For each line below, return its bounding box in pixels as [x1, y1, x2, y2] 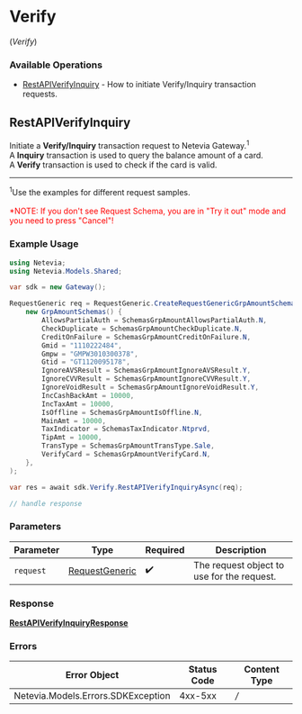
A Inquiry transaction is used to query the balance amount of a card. [9, 149, 263, 160]
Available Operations [9, 59, 103, 71]
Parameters [9, 520, 61, 533]
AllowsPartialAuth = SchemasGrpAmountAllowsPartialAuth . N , [41, 316, 268, 325]
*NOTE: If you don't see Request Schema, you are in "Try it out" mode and [9, 205, 286, 217]
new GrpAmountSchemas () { [25, 308, 123, 317]
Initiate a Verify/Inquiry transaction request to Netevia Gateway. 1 [9, 139, 250, 150]
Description [215, 543, 267, 556]
